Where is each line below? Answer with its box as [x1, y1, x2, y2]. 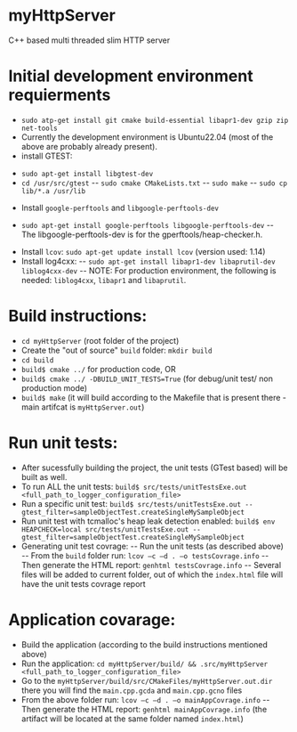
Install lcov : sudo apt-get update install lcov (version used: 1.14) [20, 246, 266, 256]
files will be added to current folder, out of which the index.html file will [20, 569, 284, 580]
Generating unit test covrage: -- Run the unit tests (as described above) [20, 541, 284, 551]
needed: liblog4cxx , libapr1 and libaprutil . [20, 274, 187, 285]
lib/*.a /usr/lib [20, 186, 86, 196]
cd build [20, 355, 54, 365]
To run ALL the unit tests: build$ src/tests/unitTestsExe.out [20, 481, 247, 492]
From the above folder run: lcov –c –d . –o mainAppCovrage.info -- [20, 694, 270, 704]
